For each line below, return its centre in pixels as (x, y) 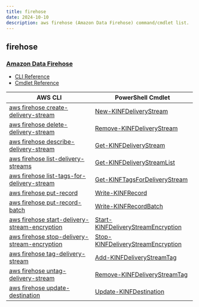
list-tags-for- (66, 176)
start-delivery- (68, 220)
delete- (57, 125)
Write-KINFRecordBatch (129, 207)
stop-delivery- (68, 237)
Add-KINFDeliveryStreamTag (136, 258)
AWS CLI (49, 97)
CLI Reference (32, 77)
